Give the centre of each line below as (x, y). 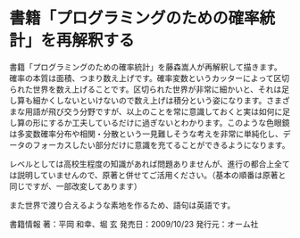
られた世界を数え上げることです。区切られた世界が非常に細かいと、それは (146, 89)
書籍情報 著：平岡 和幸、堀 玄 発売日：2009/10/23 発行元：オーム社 (134, 224)
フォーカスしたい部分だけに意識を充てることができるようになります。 (161, 144)
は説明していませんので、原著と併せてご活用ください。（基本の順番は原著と (148, 175)
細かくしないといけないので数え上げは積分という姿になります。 (150, 100)
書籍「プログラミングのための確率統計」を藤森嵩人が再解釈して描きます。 (146, 67)
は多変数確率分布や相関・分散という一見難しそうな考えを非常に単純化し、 (146, 134)
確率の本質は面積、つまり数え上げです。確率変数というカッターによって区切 (150, 78)
